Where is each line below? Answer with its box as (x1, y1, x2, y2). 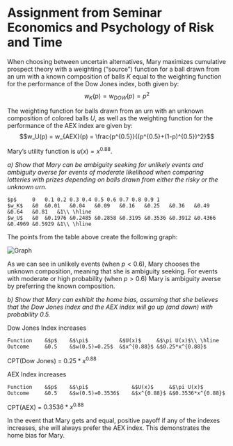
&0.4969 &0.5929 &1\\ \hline (7, 221, 92, 228)
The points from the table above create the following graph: (7, 233, 178, 241)
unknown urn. (7, 183, 47, 191)
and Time (7, 35, 63, 50)
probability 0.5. (7, 310, 51, 319)
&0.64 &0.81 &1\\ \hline (7, 209, 92, 216)
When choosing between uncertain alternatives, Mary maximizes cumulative (7, 57, 226, 65)
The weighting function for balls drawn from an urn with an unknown (7, 106, 204, 116)
